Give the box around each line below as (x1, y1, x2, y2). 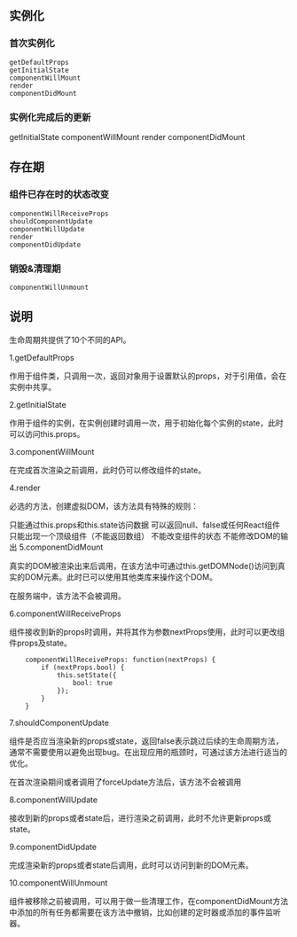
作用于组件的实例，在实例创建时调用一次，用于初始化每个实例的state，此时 (9, 418, 284, 428)
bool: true (72, 678, 113, 687)
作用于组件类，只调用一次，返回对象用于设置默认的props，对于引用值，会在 (9, 371, 286, 381)
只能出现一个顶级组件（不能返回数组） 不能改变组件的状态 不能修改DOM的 (9, 530, 281, 541)
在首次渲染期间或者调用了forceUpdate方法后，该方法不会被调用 (9, 777, 242, 787)
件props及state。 (9, 637, 73, 648)
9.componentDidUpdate (9, 841, 98, 852)
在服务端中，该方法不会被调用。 (9, 590, 126, 601)
